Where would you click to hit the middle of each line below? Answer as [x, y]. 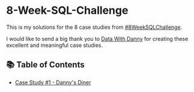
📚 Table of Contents [46, 65]
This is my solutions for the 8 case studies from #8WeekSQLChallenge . [94, 27]
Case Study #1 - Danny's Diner [53, 82]
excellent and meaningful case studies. [55, 45]
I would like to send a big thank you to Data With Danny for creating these [97, 38]
